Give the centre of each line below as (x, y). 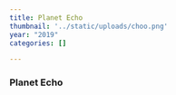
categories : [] (38, 43)
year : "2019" (34, 34)
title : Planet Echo (46, 18)
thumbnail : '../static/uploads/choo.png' (89, 26)
